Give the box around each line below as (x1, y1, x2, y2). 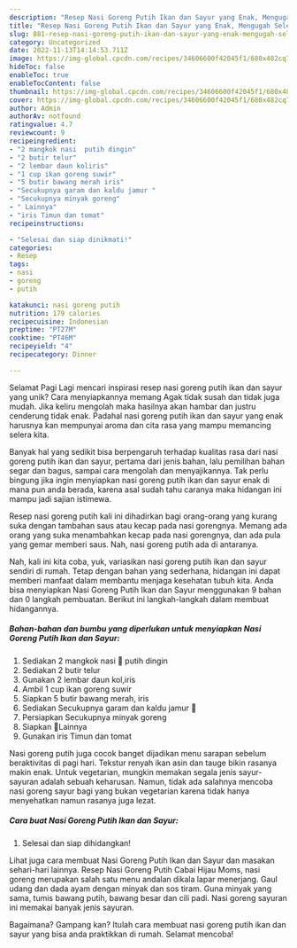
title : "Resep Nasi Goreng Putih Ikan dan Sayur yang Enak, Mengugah (9, 21, 271, 30)
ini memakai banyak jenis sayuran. (9, 902, 134, 913)
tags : (9, 260, 29, 269)
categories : (9, 243, 53, 253)
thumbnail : (9, 87, 49, 96)
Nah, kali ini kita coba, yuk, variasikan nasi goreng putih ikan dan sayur (9, 556, 268, 567)
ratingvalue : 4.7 (9, 121, 73, 129)
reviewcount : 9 (9, 129, 65, 137)
